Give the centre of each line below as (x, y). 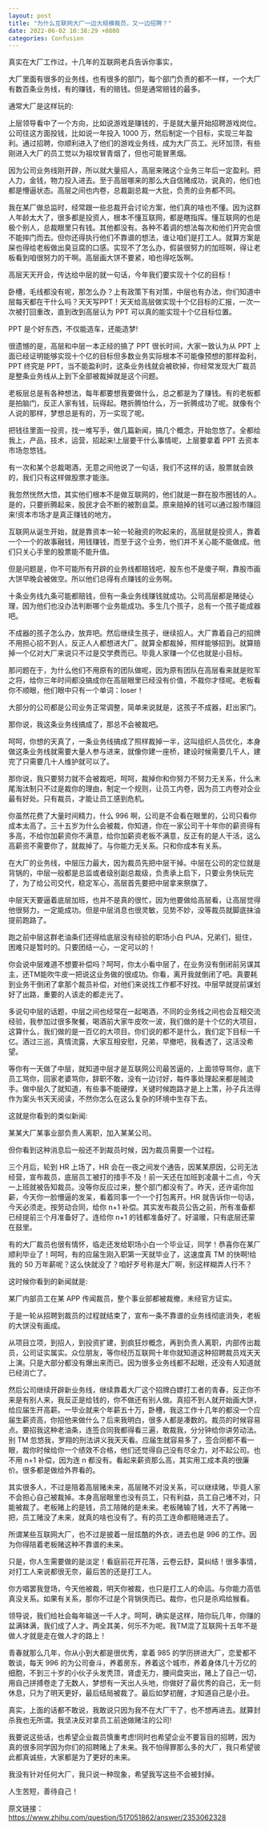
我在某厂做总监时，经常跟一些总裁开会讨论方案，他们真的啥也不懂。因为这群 (134, 208)
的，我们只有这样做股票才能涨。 (61, 478)
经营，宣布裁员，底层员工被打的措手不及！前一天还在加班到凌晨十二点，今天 (134, 1177)
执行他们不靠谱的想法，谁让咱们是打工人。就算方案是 (173, 238)
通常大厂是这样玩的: (41, 106)
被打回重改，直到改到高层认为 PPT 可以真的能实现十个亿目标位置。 (125, 312)
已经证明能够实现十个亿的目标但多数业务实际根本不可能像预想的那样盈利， (138, 356)
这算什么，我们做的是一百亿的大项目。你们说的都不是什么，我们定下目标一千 (134, 1032)
